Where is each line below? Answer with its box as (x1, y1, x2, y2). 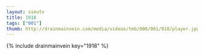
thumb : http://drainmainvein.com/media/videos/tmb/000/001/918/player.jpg (6, 25, 200, 32)
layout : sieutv (6, 8, 45, 15)
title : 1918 (6, 15, 36, 21)
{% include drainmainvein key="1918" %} (6, 42, 109, 50)
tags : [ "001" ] (6, 20, 42, 26)
